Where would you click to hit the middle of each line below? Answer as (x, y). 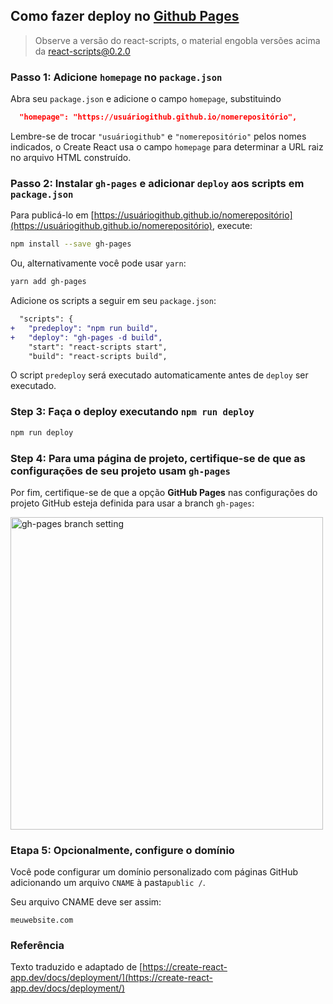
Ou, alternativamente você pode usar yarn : (98, 263)
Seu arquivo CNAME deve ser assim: (86, 902)
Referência (37, 946)
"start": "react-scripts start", (98, 347)
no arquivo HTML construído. (71, 157)
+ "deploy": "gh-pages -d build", (86, 337)
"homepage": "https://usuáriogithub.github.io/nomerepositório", (158, 117)
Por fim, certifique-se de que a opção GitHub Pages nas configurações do (164, 492)
